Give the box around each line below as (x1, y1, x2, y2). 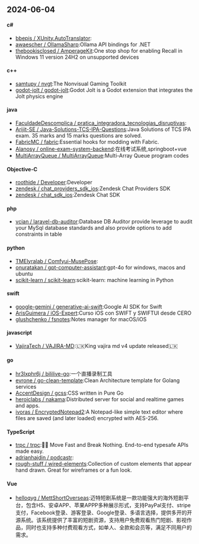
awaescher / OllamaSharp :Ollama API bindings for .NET (15, 41, 151, 48)
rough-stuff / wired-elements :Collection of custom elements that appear (15, 460, 192, 468)
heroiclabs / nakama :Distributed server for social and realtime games (15, 396, 184, 403)
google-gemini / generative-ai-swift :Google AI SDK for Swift (15, 303, 162, 310)
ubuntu (15, 270, 33, 277)
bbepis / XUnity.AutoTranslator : (15, 34, 92, 41)
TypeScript (7, 428, 35, 435)
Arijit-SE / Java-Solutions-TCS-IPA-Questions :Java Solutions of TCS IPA (15, 126, 191, 133)
